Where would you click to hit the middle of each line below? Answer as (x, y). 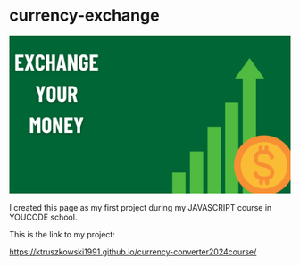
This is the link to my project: (62, 235)
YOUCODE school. (43, 217)
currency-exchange (84, 16)
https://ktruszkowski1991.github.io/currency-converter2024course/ (133, 252)
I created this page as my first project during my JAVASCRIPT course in (141, 208)
